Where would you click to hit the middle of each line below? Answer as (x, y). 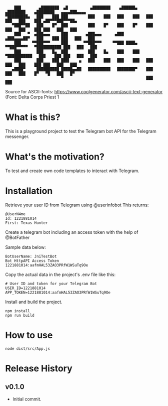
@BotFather (17, 237)
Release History (39, 368)
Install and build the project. (34, 302)
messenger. (17, 137)
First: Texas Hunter (27, 223)
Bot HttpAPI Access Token (32, 261)
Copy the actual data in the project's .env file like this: (60, 275)
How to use (29, 335)
